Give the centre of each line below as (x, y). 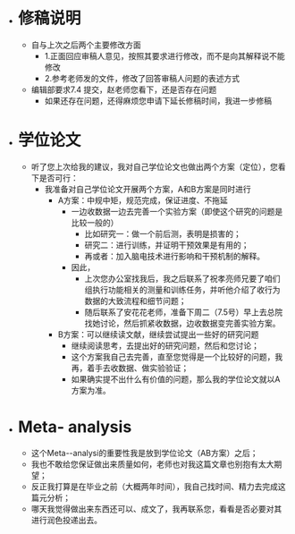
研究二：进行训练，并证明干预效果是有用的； (167, 245)
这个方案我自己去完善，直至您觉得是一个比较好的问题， (173, 356)
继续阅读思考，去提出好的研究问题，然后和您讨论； (165, 345)
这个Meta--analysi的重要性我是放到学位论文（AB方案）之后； (144, 453)
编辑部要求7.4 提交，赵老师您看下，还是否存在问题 (124, 89)
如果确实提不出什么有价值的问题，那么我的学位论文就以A (176, 379)
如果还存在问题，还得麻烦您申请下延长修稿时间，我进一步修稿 (158, 100)
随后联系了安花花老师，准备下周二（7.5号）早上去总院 (184, 312)
